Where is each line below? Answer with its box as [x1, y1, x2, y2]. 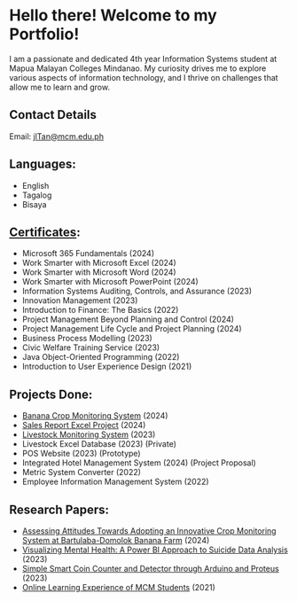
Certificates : [9, 224, 82, 239]
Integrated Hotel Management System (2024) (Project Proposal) [21, 457, 257, 468]
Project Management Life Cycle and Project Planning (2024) [21, 324, 242, 334]
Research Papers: [9, 502, 109, 517]
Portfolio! [9, 24, 80, 44]
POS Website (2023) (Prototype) [21, 449, 141, 459]
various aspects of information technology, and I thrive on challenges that [9, 72, 278, 82]
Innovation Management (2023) [21, 295, 138, 306]
